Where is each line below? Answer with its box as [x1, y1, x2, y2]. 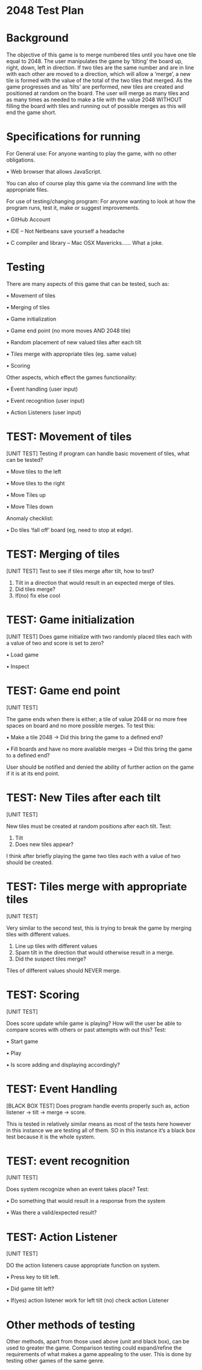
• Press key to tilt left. [6, 1274, 60, 1281]
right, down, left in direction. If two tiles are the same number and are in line [6, 64, 194, 71]
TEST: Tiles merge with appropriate [6, 880, 188, 893]
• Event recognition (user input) [6, 397, 85, 404]
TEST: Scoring [6, 988, 80, 1002]
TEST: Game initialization [6, 613, 135, 627]
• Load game [6, 651, 39, 658]
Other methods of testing [6, 1318, 136, 1331]
